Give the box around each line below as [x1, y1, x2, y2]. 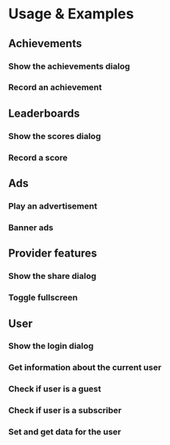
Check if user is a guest [8, 383, 101, 395]
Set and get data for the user [8, 427, 121, 438]
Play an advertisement [8, 201, 97, 212]
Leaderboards [8, 106, 80, 120]
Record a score [8, 152, 68, 163]
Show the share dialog [8, 271, 97, 282]
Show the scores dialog [8, 130, 101, 141]
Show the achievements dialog [8, 61, 130, 72]
